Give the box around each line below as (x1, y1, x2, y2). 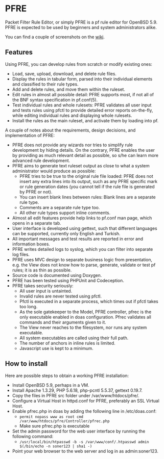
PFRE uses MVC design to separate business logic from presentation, (12, 256, 153, 263)
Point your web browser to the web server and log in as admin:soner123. (12, 448, 159, 454)
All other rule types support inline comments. (19, 210, 111, 216)
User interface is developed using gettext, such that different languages (12, 225, 158, 231)
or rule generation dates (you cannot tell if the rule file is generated (19, 184, 155, 189)
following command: (12, 433, 54, 439)
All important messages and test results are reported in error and (12, 236, 143, 242)
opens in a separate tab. (12, 220, 61, 226)
